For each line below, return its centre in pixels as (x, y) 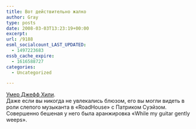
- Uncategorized (32, 73)
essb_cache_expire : (30, 56)
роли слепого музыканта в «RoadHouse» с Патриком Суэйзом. (86, 107)
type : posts (21, 23)
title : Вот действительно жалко (46, 12)
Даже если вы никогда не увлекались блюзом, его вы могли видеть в (95, 101)
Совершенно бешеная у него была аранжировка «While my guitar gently (98, 114)
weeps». (17, 120)
